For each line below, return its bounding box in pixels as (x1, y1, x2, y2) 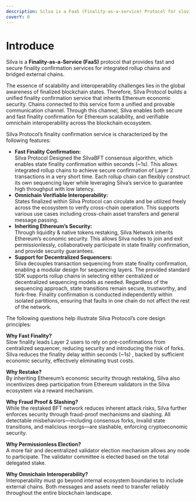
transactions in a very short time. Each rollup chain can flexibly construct (14, 173, 190, 180)
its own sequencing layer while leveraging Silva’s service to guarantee (14, 179, 183, 186)
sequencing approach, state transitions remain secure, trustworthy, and (14, 285, 187, 292)
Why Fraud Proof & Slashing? (6, 399, 79, 406)
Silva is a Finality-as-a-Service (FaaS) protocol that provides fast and (6, 58, 175, 65)
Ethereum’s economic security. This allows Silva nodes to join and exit (14, 235, 183, 243)
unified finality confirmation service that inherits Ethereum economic (6, 95, 171, 102)
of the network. (14, 303, 52, 310)
